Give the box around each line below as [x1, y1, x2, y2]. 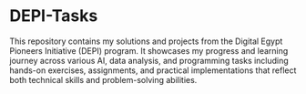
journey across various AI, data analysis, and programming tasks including [9, 55, 289, 66]
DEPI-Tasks [9, 5, 98, 26]
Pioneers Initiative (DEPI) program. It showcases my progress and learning [9, 45, 289, 56]
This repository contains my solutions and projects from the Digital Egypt [9, 36, 283, 47]
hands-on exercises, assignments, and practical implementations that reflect [9, 65, 297, 76]
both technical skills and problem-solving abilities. [9, 74, 198, 85]
